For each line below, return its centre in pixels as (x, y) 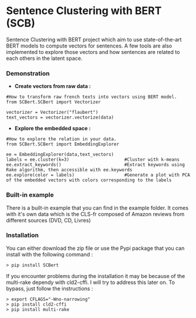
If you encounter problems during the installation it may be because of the (96, 276)
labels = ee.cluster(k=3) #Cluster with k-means (93, 160)
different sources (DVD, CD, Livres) (48, 220)
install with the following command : (50, 254)
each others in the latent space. (44, 58)
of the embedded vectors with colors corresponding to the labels (89, 180)
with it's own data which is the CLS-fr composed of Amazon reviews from (95, 214)
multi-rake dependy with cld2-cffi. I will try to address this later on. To (90, 282)
